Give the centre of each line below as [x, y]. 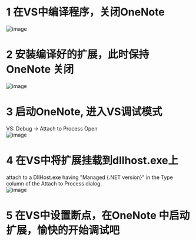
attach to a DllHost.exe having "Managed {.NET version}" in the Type [90, 177]
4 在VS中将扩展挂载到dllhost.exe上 [92, 161]
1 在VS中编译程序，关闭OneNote [85, 12]
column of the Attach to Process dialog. [54, 183]
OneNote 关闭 [40, 69]
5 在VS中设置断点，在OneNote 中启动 [98, 215]
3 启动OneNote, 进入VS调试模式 [84, 112]
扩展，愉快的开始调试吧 [63, 230]
